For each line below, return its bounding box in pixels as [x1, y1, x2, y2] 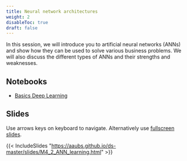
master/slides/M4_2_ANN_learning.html [6, 148, 102, 155]
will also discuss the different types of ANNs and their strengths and [6, 53, 171, 60]
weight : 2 [6, 14, 30, 20]
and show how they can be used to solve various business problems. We [6, 47, 182, 54]
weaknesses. [6, 60, 38, 67]
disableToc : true [6, 19, 49, 25]
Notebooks [6, 77, 47, 87]
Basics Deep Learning [14, 92, 68, 100]
